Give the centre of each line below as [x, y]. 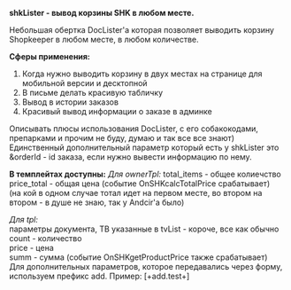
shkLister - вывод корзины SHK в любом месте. [102, 13]
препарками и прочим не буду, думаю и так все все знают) [122, 138]
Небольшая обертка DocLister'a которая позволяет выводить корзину [142, 30]
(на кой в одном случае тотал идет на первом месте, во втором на [136, 193]
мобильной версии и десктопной [84, 83]
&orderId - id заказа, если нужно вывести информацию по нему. [130, 157]
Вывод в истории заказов [70, 102]
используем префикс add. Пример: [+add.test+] [100, 276]
